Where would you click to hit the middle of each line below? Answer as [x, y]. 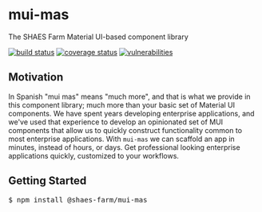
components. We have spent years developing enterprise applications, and [131, 113]
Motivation [36, 77]
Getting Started [48, 181]
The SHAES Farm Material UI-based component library [99, 37]
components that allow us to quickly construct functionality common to [125, 130]
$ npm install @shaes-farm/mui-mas [78, 200]
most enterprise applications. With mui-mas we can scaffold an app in [122, 139]
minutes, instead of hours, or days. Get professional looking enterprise [125, 147]
